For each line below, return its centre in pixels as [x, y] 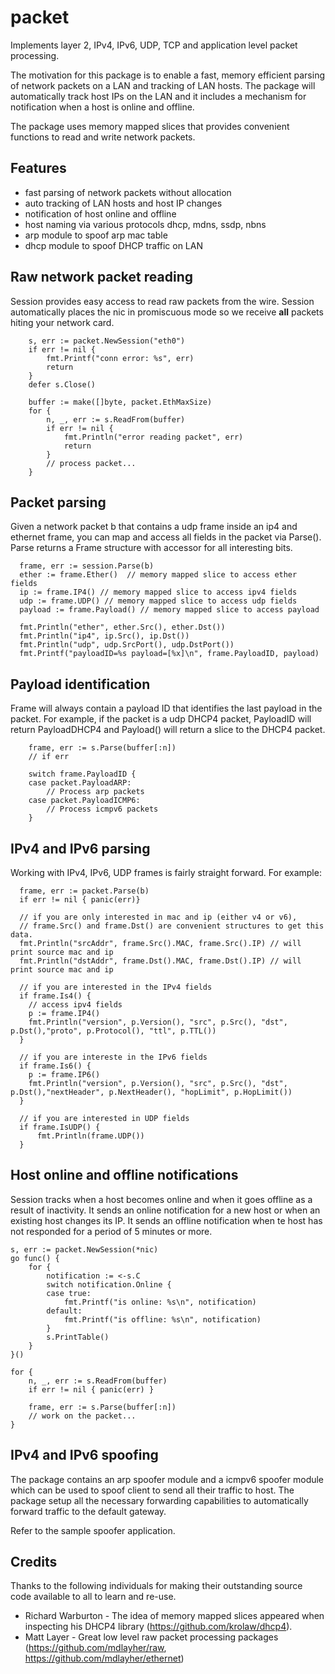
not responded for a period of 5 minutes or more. [111, 1231]
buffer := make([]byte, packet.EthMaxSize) [120, 402]
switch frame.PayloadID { [82, 774]
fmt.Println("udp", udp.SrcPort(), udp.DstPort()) [127, 645]
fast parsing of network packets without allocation [128, 192]
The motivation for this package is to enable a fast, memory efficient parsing [168, 75]
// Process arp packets [95, 792]
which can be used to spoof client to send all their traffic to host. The [152, 1490]
